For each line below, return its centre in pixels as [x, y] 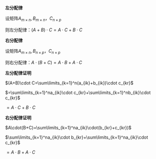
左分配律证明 [18, 73]
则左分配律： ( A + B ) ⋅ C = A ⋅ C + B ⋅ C [44, 30]
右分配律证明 [18, 118]
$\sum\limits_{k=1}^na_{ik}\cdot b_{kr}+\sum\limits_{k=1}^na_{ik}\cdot [77, 137]
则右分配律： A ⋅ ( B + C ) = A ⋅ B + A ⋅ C [44, 62]
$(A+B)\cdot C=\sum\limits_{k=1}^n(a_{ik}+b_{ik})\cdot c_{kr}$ [69, 83]
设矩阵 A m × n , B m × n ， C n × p [33, 19]
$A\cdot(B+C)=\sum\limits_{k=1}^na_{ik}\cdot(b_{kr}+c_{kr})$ [68, 127]
